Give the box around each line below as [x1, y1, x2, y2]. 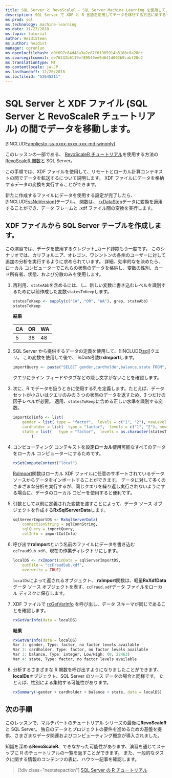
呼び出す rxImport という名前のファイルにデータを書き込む [12, 541, 136, 547]
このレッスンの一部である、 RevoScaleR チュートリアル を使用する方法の [5, 151, 159, 157]
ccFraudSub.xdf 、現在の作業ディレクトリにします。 [12, 548, 121, 553]
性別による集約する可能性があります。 [30, 679, 111, 685]
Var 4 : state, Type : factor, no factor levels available [12, 657, 137, 662]
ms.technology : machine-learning [5, 21, 77, 27]
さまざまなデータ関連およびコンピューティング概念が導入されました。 [14, 732, 162, 739]
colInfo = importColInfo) [22, 531, 78, 536]
